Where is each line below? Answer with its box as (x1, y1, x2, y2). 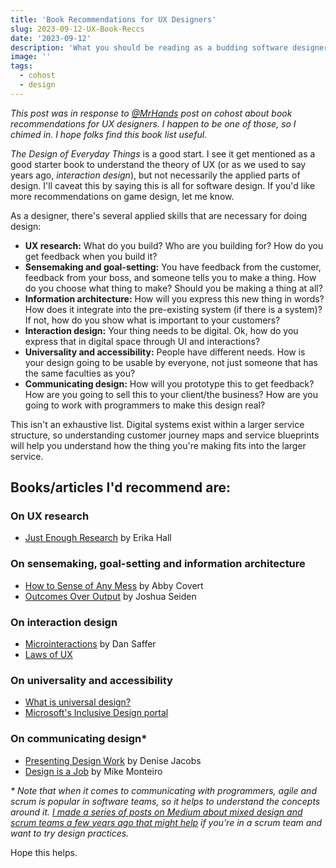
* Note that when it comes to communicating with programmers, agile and (10, 784, 317, 796)
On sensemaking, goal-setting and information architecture (10, 557, 306, 571)
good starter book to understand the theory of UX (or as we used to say (10, 158, 307, 170)
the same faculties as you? (24, 367, 136, 379)
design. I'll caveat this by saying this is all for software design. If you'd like (10, 179, 316, 191)
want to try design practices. (10, 827, 130, 839)
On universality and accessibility (10, 673, 173, 687)
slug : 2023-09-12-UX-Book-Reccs (10, 24, 145, 34)
